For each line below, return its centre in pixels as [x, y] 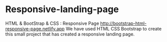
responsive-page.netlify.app [35, 28]
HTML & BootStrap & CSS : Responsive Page [52, 23]
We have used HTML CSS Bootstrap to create [114, 28]
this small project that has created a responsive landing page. [70, 34]
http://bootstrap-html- [124, 23]
